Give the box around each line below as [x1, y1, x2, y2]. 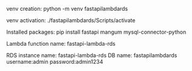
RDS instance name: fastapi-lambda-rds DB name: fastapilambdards [6, 52, 177, 59]
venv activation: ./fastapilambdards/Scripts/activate [6, 17, 135, 23]
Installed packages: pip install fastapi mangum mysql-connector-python [6, 28, 187, 35]
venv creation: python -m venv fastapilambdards [6, 5, 128, 12]
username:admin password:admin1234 [6, 58, 103, 65]
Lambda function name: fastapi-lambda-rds [6, 40, 115, 47]
